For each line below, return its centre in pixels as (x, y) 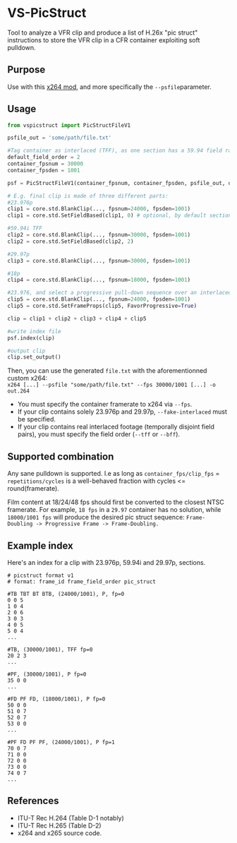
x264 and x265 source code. (60, 833)
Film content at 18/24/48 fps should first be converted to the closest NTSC (116, 502)
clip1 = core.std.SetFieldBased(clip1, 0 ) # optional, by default (107, 216)
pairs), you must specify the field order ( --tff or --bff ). (99, 434)
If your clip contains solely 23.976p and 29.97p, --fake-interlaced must (122, 412)
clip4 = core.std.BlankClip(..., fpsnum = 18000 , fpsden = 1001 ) (99, 280)
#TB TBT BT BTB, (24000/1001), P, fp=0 (66, 594)
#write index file (34, 331)
